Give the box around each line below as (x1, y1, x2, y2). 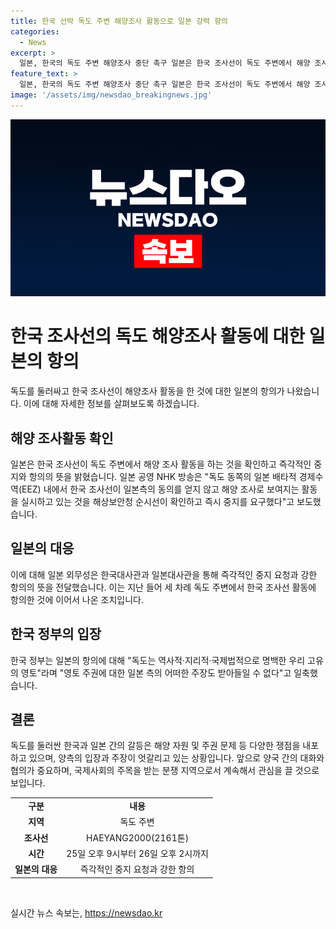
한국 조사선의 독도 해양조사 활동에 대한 (10, 325, 306, 348)
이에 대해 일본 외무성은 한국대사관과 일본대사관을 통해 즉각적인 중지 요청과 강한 (10, 568, 318, 580)
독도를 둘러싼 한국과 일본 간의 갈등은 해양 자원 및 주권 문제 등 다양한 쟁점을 (10, 740, 301, 752)
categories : (10, 26, 60, 37)
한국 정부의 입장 (10, 626, 102, 643)
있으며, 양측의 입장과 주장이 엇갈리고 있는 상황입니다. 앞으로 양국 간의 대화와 (28, 752, 325, 764)
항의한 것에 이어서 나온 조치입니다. (10, 593, 144, 605)
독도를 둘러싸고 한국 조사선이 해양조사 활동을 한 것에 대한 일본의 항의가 (10, 385, 285, 397)
